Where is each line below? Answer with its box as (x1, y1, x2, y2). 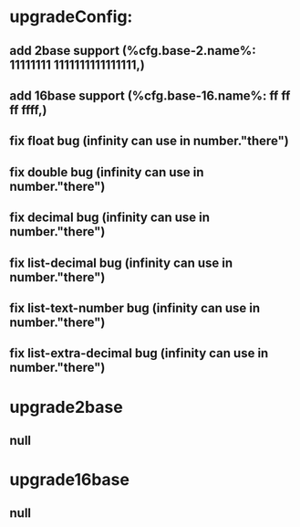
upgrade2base (9, 396, 123, 417)
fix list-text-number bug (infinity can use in (9, 300, 261, 316)
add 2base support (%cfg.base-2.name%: (9, 43, 257, 58)
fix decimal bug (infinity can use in (9, 210, 211, 226)
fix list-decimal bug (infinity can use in (9, 255, 233, 270)
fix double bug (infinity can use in (9, 164, 204, 180)
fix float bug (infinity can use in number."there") (9, 133, 289, 149)
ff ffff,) (9, 102, 47, 118)
